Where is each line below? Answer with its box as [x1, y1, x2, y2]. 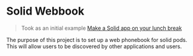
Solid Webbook [6, 4, 85, 18]
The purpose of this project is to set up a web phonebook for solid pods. [6, 36, 188, 43]
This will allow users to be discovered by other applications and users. [6, 43, 182, 50]
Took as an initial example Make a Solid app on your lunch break [21, 24, 182, 32]
